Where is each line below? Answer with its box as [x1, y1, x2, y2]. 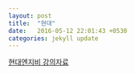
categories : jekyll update [8, 34, 99, 43]
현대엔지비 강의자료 [8, 57, 69, 67]
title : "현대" [8, 19, 56, 27]
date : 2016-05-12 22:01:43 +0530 [8, 27, 128, 35]
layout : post [8, 11, 52, 20]
